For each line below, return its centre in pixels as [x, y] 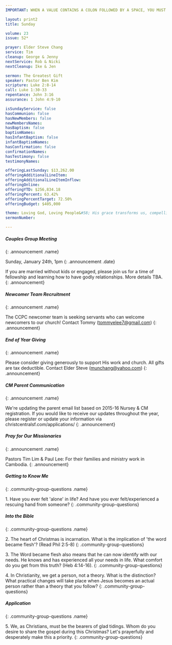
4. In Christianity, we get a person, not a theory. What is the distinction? [81, 575]
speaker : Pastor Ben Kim [32, 80]
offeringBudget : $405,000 [33, 204]
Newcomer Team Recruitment [38, 294]
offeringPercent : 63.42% [32, 194]
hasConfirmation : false [31, 147]
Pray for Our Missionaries [33, 436]
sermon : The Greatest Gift [34, 76]
